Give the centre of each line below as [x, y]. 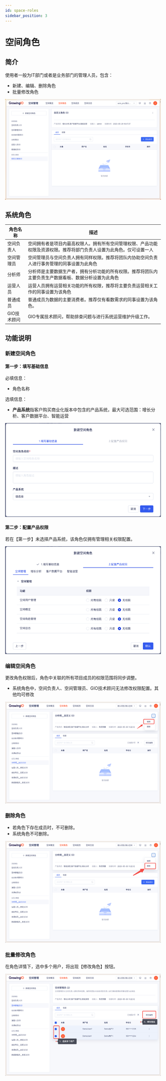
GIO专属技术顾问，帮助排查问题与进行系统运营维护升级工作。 [90, 316]
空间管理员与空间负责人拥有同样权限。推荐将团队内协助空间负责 [93, 257]
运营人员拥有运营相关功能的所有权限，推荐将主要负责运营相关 [91, 285]
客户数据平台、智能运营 [45, 416]
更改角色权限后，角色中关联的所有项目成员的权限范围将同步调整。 [72, 678]
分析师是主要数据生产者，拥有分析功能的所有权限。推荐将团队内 [93, 271]
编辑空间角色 [21, 666]
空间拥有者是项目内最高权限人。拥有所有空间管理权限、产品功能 [93, 243]
